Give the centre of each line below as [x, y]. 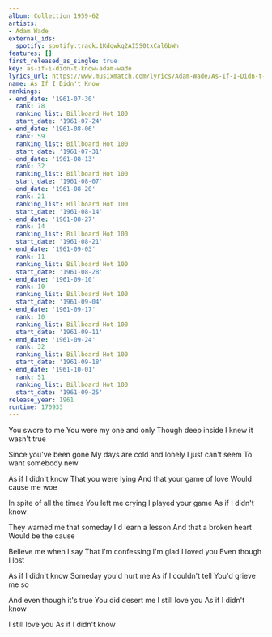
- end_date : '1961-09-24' [52, 340]
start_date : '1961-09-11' [59, 332]
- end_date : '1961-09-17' [52, 309]
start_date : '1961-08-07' [59, 182]
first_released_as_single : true [63, 62]
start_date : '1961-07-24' [59, 121]
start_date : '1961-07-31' [59, 151]
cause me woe [33, 487]
